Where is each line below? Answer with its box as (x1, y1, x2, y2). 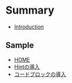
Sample (5, 40, 34, 50)
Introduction (14, 23, 44, 30)
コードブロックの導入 (14, 71, 66, 78)
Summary (5, 4, 54, 17)
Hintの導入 (14, 63, 40, 70)
